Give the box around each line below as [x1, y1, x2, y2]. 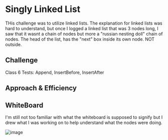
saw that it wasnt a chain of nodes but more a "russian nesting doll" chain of [5, 31, 163, 37]
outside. [5, 41, 22, 47]
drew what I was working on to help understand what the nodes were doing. [5, 119, 162, 125]
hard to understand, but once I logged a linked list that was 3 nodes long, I [5, 25, 159, 31]
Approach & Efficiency [5, 84, 77, 92]
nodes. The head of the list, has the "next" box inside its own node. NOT [5, 36, 154, 42]
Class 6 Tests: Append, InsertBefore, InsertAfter [5, 69, 104, 75]
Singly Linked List [5, 4, 81, 15]
